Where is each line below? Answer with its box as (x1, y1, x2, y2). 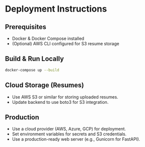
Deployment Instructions (5, 3, 107, 15)
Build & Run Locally (5, 55, 64, 63)
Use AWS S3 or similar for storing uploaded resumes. (12, 94, 118, 100)
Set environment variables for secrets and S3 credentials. (12, 131, 127, 137)
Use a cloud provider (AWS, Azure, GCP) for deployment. (12, 126, 126, 132)
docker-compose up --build (5, 67, 59, 72)
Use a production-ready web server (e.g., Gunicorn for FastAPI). (12, 136, 140, 142)
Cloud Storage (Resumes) (5, 81, 84, 89)
